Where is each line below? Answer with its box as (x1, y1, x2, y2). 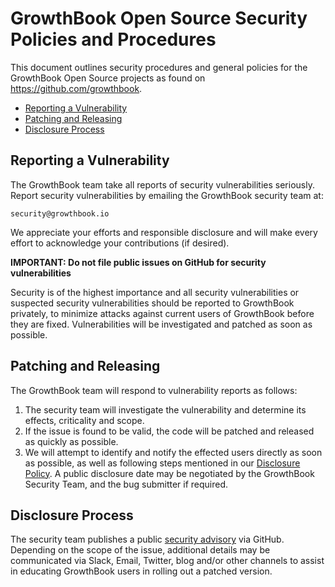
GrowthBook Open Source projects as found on (10, 72, 206, 84)
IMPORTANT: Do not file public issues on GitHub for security (10, 256, 267, 268)
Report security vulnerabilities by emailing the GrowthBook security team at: (10, 189, 324, 201)
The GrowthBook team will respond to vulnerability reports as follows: (10, 384, 298, 396)
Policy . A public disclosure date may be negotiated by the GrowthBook (24, 467, 315, 479)
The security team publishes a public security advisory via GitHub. (10, 533, 285, 546)
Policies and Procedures (10, 28, 217, 51)
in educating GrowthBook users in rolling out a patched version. (10, 565, 273, 577)
